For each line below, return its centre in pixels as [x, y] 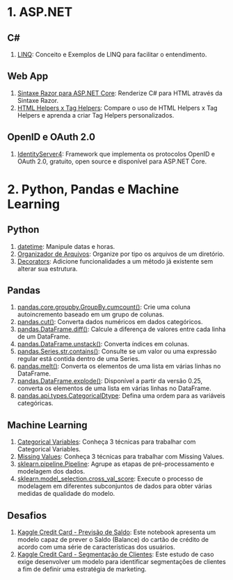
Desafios [27, 515]
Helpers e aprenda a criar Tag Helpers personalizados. [96, 115]
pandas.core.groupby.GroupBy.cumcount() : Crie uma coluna [104, 307]
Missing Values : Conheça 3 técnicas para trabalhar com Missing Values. [121, 457]
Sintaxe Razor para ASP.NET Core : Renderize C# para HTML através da [120, 93]
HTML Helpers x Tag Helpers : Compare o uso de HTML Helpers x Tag [117, 108]
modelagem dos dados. [51, 472]
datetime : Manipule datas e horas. [66, 246]
